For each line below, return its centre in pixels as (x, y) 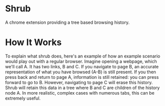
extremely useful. (23, 98)
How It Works (33, 42)
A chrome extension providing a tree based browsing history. (67, 22)
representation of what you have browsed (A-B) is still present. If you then (81, 72)
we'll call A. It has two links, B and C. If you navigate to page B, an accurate (82, 66)
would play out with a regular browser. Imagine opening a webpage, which (81, 61)
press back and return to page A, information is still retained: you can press (82, 77)
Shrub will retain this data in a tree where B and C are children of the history (82, 88)
